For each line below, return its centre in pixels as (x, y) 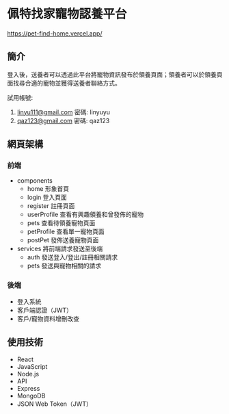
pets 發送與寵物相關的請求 (64, 266)
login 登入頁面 (47, 197)
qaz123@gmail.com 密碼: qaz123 (63, 120)
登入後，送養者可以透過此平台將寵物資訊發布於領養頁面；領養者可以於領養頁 (115, 74)
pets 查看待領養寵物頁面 (61, 223)
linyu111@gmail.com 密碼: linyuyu (64, 112)
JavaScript (32, 366)
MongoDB (31, 396)
